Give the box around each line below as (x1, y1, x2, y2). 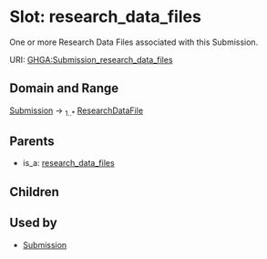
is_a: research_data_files (22, 158, 116, 169)
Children (9, 184, 59, 200)
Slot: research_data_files (9, 6, 202, 27)
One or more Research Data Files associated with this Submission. (9, 36, 259, 47)
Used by (9, 215, 57, 231)
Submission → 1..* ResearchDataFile (9, 105, 144, 118)
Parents (9, 133, 55, 149)
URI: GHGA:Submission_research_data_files (9, 54, 173, 65)
